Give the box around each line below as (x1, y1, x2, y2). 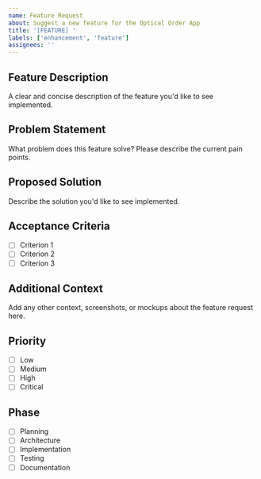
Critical (19, 382, 44, 392)
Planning (19, 427, 49, 436)
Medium (19, 364, 48, 374)
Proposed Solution (8, 175, 102, 189)
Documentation (19, 462, 71, 472)
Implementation (19, 445, 71, 454)
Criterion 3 (19, 259, 56, 268)
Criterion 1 (19, 240, 54, 250)
